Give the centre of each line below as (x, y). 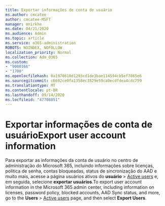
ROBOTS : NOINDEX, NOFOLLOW (34, 48)
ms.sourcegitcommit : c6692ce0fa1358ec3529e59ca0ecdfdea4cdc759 (74, 81)
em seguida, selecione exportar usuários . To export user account (74, 182)
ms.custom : (17, 62)
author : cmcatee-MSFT (28, 19)
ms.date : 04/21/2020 (27, 29)
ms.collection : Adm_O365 (31, 57)
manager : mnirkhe (24, 24)
